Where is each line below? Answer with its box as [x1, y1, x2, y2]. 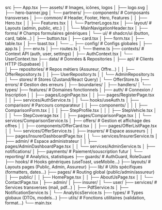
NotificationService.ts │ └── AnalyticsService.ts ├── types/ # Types [5, 190, 144, 195]
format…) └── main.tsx [5, 200, 52, 206]
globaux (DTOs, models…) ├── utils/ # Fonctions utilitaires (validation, [5, 195, 146, 200]
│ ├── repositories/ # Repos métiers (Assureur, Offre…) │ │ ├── [5, 66, 135, 72]
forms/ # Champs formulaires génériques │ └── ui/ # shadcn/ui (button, [5, 30, 149, 36]
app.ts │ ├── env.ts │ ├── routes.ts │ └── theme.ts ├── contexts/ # [5, 46, 145, 51]
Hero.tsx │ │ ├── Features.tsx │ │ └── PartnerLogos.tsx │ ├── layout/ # [5, 20, 152, 26]
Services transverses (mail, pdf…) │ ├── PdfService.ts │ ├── [5, 184, 129, 190]
